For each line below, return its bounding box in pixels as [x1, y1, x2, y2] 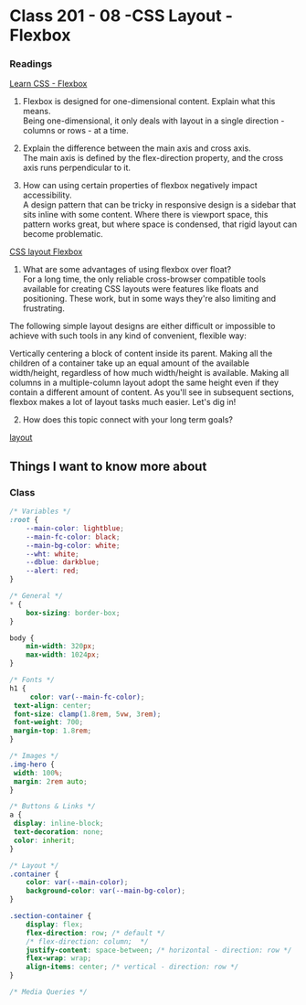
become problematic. [22, 229, 103, 240]
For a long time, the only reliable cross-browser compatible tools [22, 273, 267, 284]
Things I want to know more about [9, 458, 207, 474]
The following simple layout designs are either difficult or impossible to [9, 321, 276, 332]
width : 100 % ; [13, 768, 64, 777]
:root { [9, 516, 39, 525]
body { [9, 633, 35, 643]
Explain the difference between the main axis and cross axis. [22, 143, 251, 154]
